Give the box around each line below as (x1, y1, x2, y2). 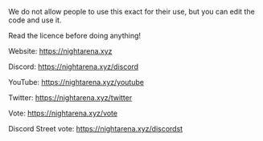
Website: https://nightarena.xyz (8, 46, 113, 55)
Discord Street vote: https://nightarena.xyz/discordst (8, 124, 183, 133)
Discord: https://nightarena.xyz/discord (8, 62, 139, 71)
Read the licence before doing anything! (8, 31, 142, 40)
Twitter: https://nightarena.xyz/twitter (8, 93, 133, 103)
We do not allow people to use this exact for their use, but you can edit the (8, 7, 255, 16)
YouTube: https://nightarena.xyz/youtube (8, 78, 145, 87)
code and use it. (8, 15, 62, 25)
